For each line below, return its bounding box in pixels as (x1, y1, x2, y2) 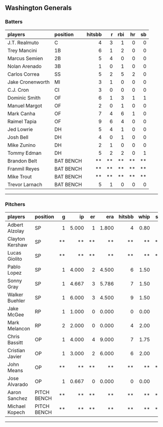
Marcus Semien (7, 55, 43, 62)
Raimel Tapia (7, 118, 37, 125)
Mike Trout (7, 173, 32, 180)
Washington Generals (5, 4, 72, 12)
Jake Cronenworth (7, 79, 50, 85)
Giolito (7, 255, 22, 262)
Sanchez (7, 395, 28, 402)
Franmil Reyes (7, 165, 40, 172)
